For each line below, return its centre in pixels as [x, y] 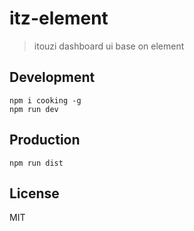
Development [52, 77]
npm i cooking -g [45, 100]
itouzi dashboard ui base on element [109, 46]
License [34, 193]
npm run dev [34, 109]
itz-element [59, 18]
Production [45, 140]
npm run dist [36, 163]
